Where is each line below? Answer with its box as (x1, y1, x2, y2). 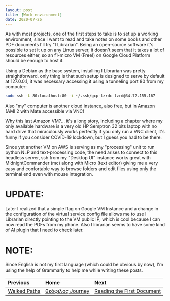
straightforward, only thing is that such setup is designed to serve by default (5, 73, 165, 79)
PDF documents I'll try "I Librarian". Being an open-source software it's (5, 42, 154, 48)
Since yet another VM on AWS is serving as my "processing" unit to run (5, 144, 155, 150)
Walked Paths (8, 288, 41, 295)
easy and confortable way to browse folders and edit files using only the (5, 165, 156, 172)
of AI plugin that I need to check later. (5, 227, 84, 233)
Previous (8, 279, 30, 286)
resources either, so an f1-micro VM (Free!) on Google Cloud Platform (5, 52, 151, 58)
